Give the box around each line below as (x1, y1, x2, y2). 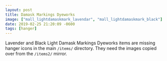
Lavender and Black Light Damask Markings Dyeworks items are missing (5, 40, 155, 46)
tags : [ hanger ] (5, 26, 37, 31)
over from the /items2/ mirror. (5, 51, 68, 57)
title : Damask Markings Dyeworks (5, 12, 75, 17)
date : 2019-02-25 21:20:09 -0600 (5, 21, 75, 27)
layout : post (5, 7, 33, 13)
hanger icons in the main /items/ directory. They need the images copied (5, 45, 157, 51)
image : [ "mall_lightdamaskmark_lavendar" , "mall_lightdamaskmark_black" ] (5, 17, 163, 22)
